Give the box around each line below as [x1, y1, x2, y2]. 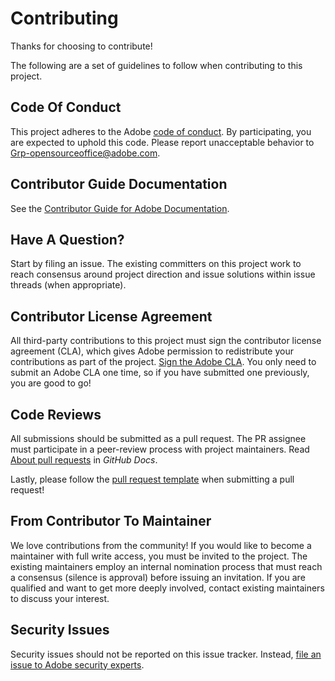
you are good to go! [10, 377, 92, 389]
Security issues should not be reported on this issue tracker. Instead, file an [10, 648, 322, 660]
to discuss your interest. [10, 592, 110, 604]
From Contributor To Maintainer [10, 513, 212, 530]
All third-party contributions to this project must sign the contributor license [10, 335, 322, 347]
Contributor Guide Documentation [10, 176, 228, 193]
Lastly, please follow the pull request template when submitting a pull [10, 473, 295, 485]
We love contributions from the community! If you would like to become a [10, 539, 312, 551]
